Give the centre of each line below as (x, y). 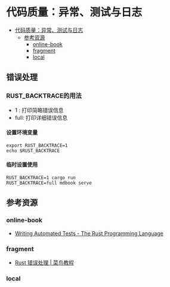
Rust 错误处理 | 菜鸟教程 (44, 263)
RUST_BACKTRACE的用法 (44, 96)
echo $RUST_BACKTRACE (33, 150)
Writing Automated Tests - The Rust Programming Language (89, 233)
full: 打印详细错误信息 (41, 117)
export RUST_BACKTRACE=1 (37, 145)
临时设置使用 (22, 165)
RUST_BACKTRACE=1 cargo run (41, 178)
